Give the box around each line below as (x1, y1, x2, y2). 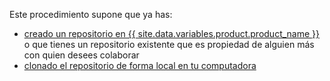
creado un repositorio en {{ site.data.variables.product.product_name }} (23, 28, 320, 39)
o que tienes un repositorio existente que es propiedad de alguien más (23, 39, 315, 50)
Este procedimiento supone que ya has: (9, 9, 173, 20)
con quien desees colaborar (23, 49, 140, 61)
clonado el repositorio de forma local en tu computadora (23, 60, 257, 71)
